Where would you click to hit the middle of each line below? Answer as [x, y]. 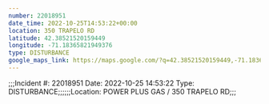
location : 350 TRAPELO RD [51, 30]
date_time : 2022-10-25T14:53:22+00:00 [73, 23]
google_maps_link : [39, 61]
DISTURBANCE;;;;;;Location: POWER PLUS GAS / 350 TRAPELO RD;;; [122, 91]
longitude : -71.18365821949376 [60, 46]
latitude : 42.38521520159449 [57, 38]
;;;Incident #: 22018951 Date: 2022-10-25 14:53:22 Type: [101, 83]
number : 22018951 [37, 16]
